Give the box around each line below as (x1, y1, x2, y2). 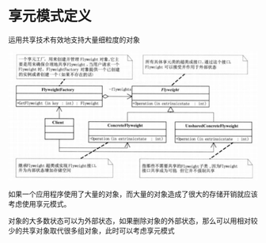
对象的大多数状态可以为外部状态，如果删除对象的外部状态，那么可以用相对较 (8, 215, 258, 226)
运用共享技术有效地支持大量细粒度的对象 (8, 35, 140, 44)
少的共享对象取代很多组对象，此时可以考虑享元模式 (8, 226, 175, 235)
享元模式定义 (8, 7, 93, 25)
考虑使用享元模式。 (8, 199, 71, 208)
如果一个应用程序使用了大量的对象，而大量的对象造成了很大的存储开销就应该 (8, 189, 258, 199)
